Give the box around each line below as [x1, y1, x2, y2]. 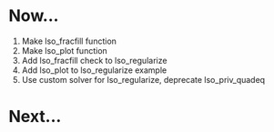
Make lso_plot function [21, 45, 108, 56]
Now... [8, 5, 59, 26]
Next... [8, 107, 62, 127]
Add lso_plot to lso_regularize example [21, 65, 167, 76]
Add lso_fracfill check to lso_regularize [21, 55, 167, 66]
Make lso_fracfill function [21, 36, 117, 46]
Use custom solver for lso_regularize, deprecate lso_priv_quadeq [21, 74, 266, 85]
